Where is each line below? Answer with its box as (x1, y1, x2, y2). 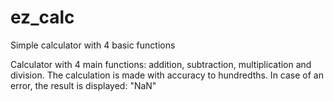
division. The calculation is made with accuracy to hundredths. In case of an (10, 69, 324, 81)
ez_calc (10, 6, 75, 29)
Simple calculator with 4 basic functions (10, 39, 176, 51)
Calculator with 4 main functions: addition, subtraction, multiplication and (10, 58, 312, 70)
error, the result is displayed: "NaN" (10, 79, 157, 91)
